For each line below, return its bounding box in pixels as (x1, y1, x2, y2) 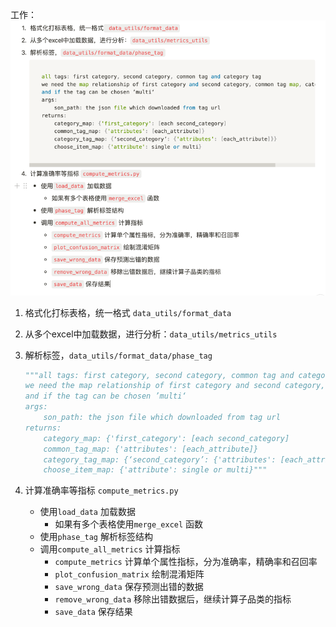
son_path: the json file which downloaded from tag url (43, 413, 281, 423)
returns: (24, 423, 62, 433)
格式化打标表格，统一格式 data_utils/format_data (24, 306, 232, 318)
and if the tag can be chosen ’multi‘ (24, 391, 187, 402)
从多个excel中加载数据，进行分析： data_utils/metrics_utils (24, 328, 278, 340)
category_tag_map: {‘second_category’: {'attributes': (43, 454, 277, 465)
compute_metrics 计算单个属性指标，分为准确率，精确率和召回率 (54, 556, 318, 568)
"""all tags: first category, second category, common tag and (24, 370, 295, 380)
